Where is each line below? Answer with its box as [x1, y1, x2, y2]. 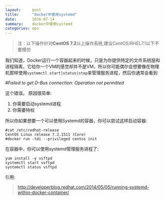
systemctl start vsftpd [5, 160, 55, 165]
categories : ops [5, 26, 39, 31]
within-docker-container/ [17, 189, 69, 195]
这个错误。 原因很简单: [5, 90, 51, 96]
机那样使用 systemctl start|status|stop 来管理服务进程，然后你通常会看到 [5, 70, 158, 76]
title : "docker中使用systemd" [5, 12, 77, 17]
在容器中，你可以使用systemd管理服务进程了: [5, 146, 99, 152]
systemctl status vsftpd [5, 165, 57, 170]
